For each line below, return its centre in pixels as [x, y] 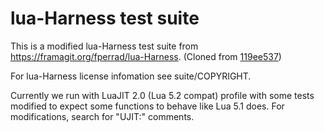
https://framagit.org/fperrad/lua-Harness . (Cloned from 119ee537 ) [146, 56]
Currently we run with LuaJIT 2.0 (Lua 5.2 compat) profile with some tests [162, 95]
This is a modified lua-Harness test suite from [104, 46]
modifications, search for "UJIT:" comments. [102, 116]
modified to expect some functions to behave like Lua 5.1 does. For [147, 106]
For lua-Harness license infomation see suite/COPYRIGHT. [131, 76]
